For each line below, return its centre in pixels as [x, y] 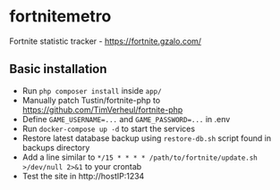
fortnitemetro [60, 17]
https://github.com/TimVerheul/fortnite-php [102, 110]
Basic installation [58, 69]
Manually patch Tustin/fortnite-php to [91, 100]
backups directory [56, 147]
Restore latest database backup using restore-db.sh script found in [146, 138]
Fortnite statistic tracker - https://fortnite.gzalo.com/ [106, 41]
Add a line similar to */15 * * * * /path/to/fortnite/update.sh [140, 157]
